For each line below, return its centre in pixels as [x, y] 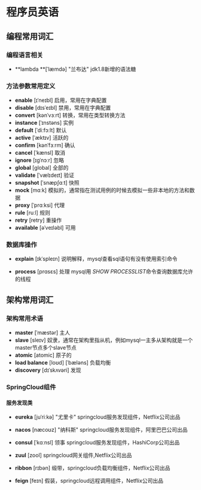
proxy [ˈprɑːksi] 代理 [40, 205]
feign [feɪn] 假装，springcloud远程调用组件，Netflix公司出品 [89, 481]
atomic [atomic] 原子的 [43, 355]
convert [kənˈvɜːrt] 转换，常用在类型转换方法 [70, 115]
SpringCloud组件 [31, 387]
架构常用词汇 [30, 300]
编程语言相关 [25, 55]
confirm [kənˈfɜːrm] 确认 [45, 145]
